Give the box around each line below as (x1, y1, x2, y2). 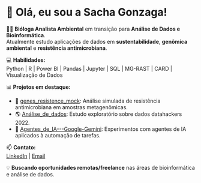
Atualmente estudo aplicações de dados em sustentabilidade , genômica (6, 38, 188, 45)
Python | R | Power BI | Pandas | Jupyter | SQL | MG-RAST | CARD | (6, 65, 173, 72)
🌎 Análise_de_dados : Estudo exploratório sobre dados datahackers (14, 110, 182, 118)
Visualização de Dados (6, 71, 63, 79)
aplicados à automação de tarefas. (14, 131, 101, 139)
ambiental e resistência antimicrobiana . (6, 44, 107, 52)
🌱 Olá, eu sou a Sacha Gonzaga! (6, 5, 167, 19)
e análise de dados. (6, 170, 55, 178)
